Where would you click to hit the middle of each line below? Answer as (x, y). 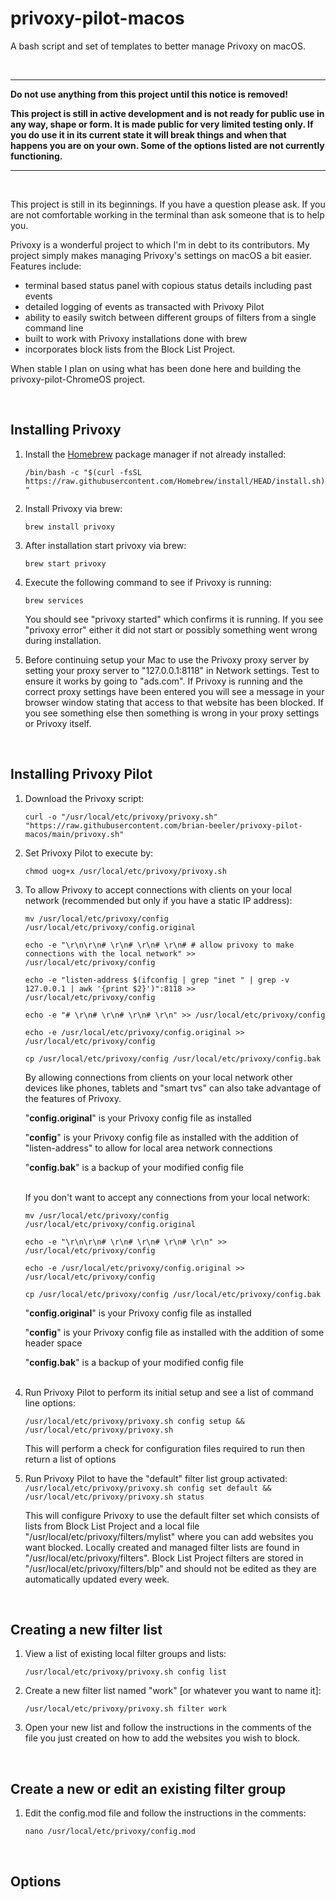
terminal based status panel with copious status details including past (168, 285)
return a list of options (70, 1459)
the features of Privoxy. (73, 1098)
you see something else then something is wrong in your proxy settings (172, 713)
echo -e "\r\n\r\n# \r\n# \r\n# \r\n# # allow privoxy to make (159, 945)
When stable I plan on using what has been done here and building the (156, 368)
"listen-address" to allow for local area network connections (148, 1148)
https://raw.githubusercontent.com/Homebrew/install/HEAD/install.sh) (175, 481)
